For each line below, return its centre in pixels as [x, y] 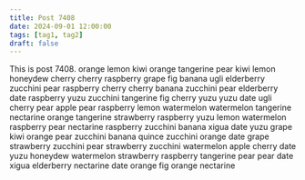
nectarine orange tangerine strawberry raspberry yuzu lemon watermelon [148, 117]
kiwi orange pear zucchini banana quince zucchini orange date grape [140, 136]
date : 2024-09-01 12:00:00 [61, 26]
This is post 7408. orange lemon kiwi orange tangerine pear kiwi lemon [142, 69]
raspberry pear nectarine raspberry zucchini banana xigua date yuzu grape [151, 127]
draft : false [34, 43]
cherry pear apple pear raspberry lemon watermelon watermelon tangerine [151, 108]
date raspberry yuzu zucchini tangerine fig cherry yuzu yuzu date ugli [141, 98]
